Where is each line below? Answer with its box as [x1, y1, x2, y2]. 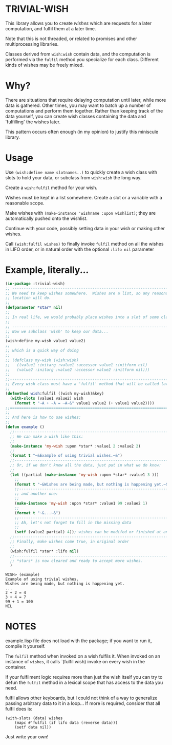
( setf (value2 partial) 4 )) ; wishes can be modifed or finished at [14, 530, 161, 535]
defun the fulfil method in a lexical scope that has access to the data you [5, 679, 163, 686]
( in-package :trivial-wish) [5, 281, 66, 286]
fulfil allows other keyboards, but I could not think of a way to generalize [5, 695, 158, 701]
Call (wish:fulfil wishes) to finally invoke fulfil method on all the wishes [5, 240, 164, 247]
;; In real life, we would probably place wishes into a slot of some [5, 314, 159, 320]
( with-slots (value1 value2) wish [10, 396, 83, 401]
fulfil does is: [5, 706, 33, 712]
